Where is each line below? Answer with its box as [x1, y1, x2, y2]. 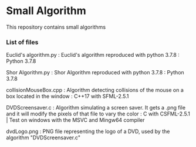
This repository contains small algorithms [6, 23, 106, 30]
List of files [6, 38, 39, 46]
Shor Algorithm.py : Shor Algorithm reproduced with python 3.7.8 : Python [6, 69, 185, 76]
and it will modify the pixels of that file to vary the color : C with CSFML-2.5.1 [6, 110, 191, 118]
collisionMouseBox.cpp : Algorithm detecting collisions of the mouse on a [6, 87, 184, 94]
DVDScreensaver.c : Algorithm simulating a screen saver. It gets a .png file [6, 104, 186, 111]
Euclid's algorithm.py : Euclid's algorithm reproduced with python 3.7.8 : [6, 52, 180, 59]
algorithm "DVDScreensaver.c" [6, 134, 81, 141]
